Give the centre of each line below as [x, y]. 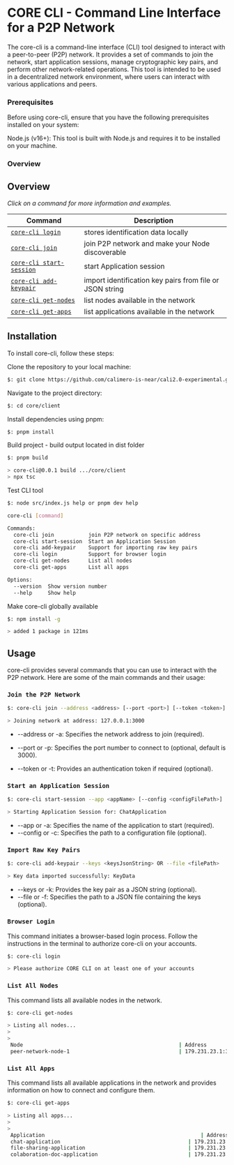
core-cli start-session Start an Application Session [95, 541]
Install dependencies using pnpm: [56, 419]
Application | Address [119, 1135]
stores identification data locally [136, 232]
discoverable [105, 252]
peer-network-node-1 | [96, 1051]
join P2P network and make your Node [147, 244]
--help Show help [45, 593]
